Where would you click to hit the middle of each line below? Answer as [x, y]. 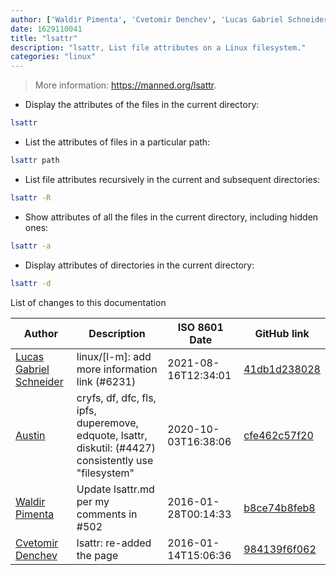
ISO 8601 [200, 327]
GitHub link [282, 333]
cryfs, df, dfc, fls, [116, 398]
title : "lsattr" [44, 38]
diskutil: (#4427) [116, 448]
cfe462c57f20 [278, 435]
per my [93, 501]
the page [97, 555]
